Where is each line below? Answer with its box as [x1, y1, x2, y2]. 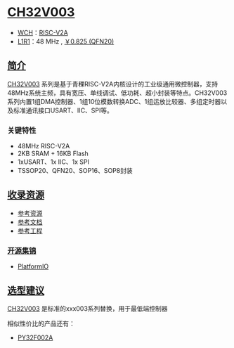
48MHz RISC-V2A [17, 142, 70, 150]
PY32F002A [17, 333, 53, 342]
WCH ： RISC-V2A [17, 28, 68, 37]
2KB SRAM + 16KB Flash [17, 149, 89, 158]
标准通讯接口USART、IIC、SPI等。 [13, 106, 114, 115]
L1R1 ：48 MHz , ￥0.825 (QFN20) [17, 37, 115, 46]
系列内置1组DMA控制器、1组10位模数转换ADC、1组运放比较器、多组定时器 [7, 97, 221, 105]
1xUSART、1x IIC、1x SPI [17, 157, 90, 166]
